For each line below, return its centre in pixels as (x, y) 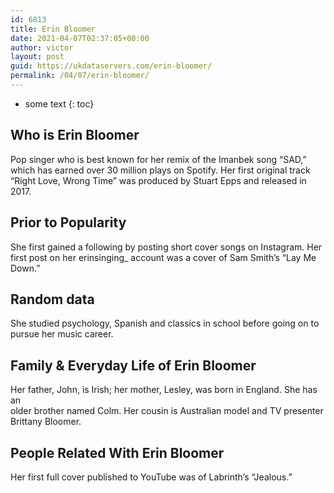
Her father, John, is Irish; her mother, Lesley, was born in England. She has (164, 390)
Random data (52, 299)
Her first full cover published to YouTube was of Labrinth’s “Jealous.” (151, 477)
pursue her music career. (62, 334)
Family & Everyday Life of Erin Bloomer (133, 365)
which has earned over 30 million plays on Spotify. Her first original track (160, 170)
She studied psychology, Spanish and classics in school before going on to (165, 323)
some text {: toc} (59, 103)
